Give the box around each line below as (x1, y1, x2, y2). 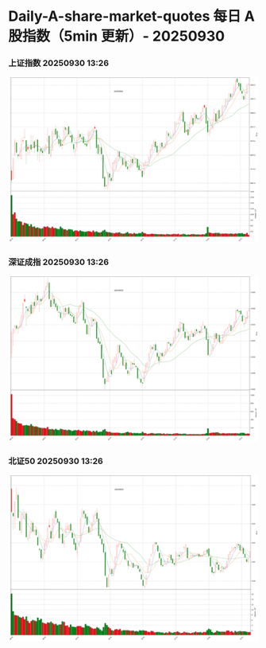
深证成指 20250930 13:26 (8, 256, 110, 267)
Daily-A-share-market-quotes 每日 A (8, 7, 256, 25)
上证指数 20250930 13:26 (8, 57, 110, 68)
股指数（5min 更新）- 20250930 (8, 27, 225, 45)
